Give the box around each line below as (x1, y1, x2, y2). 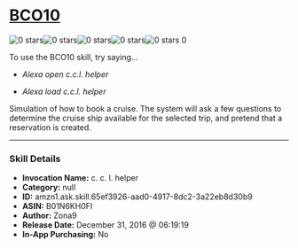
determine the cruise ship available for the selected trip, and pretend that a (9, 112, 283, 123)
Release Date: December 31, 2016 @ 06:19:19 (21, 220, 189, 230)
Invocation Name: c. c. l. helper (21, 173, 139, 183)
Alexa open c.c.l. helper (21, 68, 109, 80)
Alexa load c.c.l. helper (21, 86, 106, 97)
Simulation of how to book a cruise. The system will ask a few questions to (9, 103, 282, 113)
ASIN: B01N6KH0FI (21, 201, 93, 212)
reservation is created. (9, 121, 91, 133)
